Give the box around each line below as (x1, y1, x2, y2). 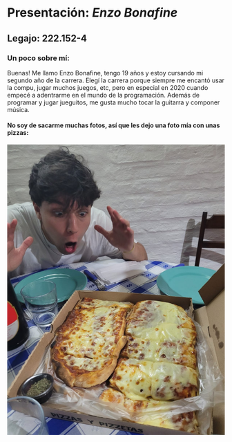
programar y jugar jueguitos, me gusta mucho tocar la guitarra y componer (7, 98, 220, 107)
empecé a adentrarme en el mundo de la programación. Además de (7, 91, 200, 99)
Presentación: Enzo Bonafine (7, 5, 178, 21)
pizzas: (7, 129, 29, 137)
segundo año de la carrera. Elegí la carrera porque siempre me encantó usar (7, 76, 225, 84)
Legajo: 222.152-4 (7, 33, 88, 44)
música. (7, 105, 30, 113)
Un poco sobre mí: (7, 53, 70, 63)
